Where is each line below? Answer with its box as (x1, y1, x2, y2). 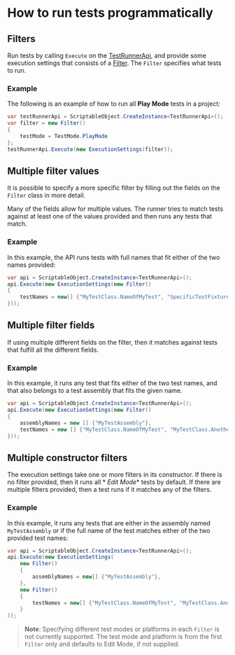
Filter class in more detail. (7, 191, 86, 200)
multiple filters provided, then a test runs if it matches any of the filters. (7, 485, 212, 494)
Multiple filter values (7, 165, 99, 177)
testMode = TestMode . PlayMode (20, 132, 108, 139)
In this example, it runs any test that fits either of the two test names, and (7, 379, 218, 387)
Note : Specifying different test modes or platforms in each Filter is (24, 625, 220, 633)
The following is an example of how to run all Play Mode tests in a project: (7, 99, 220, 108)
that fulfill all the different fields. (7, 345, 99, 354)
